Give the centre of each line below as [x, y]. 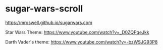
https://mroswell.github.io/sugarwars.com [49, 22]
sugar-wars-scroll [44, 9]
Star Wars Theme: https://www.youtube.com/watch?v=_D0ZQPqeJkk [77, 32]
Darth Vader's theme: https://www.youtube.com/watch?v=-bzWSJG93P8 [82, 42]
